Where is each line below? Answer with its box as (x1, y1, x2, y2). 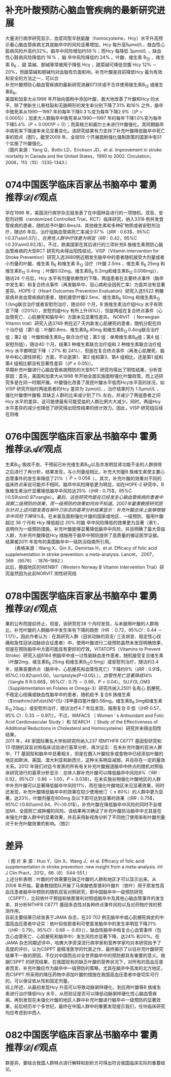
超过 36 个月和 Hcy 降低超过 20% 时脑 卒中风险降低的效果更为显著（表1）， (5, 520, 162, 526)
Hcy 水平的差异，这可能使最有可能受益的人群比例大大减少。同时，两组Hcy (5, 399, 161, 405)
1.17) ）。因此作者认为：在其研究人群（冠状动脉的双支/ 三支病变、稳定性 (5, 634, 153, 640)
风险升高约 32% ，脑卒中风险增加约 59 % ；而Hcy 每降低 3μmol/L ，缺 (14, 48, 157, 54)
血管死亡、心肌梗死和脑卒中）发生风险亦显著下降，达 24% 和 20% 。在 (14, 933, 160, 939)
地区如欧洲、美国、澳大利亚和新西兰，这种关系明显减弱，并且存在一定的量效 (5, 757, 165, 763)
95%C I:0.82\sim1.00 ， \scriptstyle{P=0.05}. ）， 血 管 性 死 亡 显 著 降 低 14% (5, 672, 153, 679)
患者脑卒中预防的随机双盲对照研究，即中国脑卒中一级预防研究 (14, 888, 143, 895)
